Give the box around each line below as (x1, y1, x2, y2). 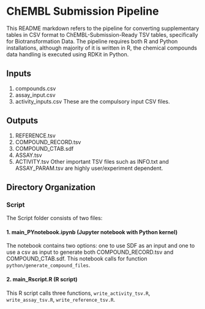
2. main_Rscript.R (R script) (6, 276, 78, 283)
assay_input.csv (15, 91, 56, 99)
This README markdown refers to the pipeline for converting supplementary (6, 25, 199, 32)
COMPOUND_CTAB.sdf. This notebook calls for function (6, 255, 147, 262)
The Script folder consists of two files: (6, 215, 103, 222)
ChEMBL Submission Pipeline (6, 4, 159, 18)
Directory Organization (6, 182, 96, 193)
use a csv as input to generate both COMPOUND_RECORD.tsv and (6, 248, 174, 256)
